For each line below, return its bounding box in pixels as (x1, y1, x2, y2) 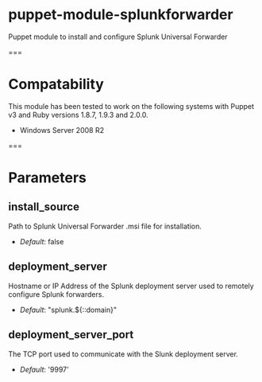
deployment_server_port (8, 328, 134, 341)
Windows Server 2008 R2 (19, 125, 105, 134)
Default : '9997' (19, 364, 69, 374)
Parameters (8, 169, 87, 187)
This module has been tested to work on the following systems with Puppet (8, 101, 255, 111)
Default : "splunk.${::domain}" (19, 305, 118, 314)
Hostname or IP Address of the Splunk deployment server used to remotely (8, 281, 254, 290)
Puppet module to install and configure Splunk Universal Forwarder (8, 32, 228, 41)
